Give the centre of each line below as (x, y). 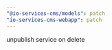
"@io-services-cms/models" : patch (56, 13)
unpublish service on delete (46, 39)
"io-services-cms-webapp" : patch (54, 20)
